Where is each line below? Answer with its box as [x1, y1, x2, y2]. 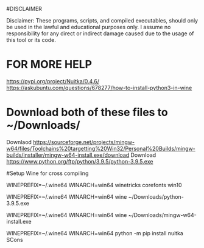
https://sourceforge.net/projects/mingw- [33, 138, 135, 145]
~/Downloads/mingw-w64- [128, 211, 197, 218]
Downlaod [6, 138, 32, 145]
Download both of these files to [6, 106, 169, 119]
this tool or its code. [6, 36, 57, 43]
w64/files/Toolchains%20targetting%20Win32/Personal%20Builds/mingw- [6, 145, 196, 152]
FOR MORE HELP [6, 58, 93, 72]
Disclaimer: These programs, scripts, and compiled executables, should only [6, 17, 199, 24]
